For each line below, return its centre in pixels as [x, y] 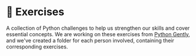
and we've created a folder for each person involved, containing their [90, 40]
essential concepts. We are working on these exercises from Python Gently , [98, 34]
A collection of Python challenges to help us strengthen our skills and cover [98, 28]
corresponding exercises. [37, 47]
